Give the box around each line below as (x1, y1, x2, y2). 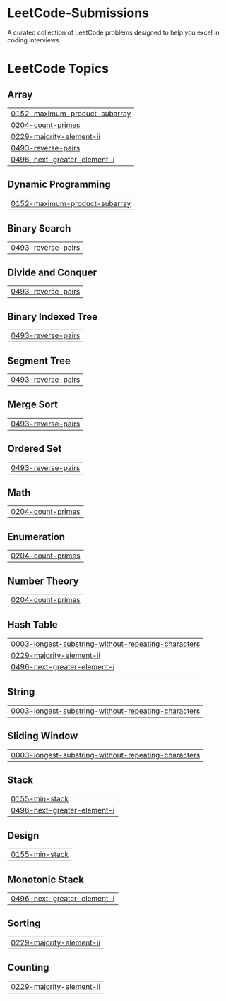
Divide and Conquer (7, 266, 97, 278)
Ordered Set (7, 443, 62, 455)
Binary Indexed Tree (7, 311, 98, 323)
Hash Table (7, 619, 58, 631)
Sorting (7, 918, 41, 930)
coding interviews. (7, 35, 61, 44)
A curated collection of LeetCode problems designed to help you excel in (7, 28, 220, 37)
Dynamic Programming (7, 179, 111, 191)
